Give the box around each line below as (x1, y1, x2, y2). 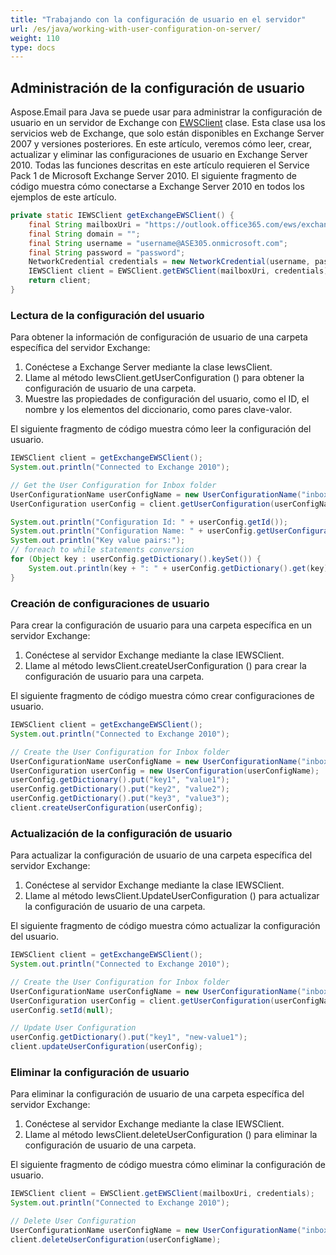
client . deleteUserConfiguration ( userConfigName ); (10, 1234, 222, 1245)
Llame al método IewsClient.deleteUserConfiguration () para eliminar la (24, 1129, 318, 1141)
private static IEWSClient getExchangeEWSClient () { (10, 211, 235, 221)
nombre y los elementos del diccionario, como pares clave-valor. (24, 404, 293, 416)
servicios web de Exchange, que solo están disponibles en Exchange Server (10, 127, 325, 140)
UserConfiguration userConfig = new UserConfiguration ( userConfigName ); (10, 766, 320, 776)
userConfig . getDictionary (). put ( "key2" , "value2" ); (10, 784, 230, 795)
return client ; (28, 276, 92, 286)
